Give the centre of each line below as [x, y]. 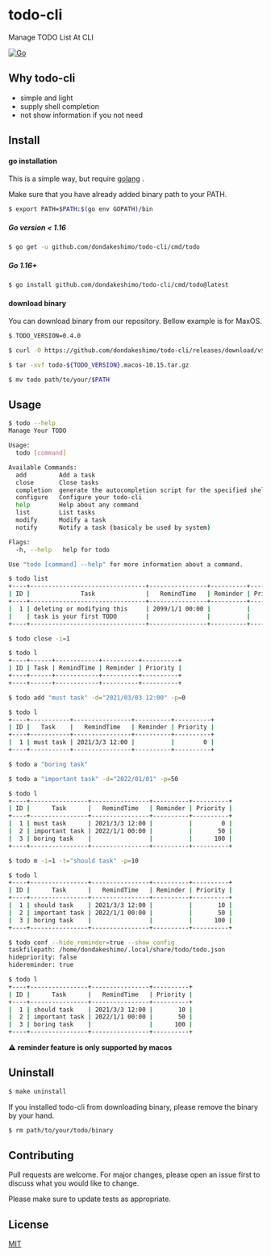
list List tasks [55, 513]
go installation [33, 161]
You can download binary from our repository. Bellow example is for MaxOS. [135, 321]
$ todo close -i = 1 [39, 639]
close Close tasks [57, 482]
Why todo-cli [42, 78]
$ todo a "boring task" [48, 764]
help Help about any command [77, 505]
